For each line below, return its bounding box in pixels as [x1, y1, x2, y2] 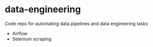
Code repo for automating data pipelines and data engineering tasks [5, 20, 148, 27]
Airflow [12, 30, 28, 36]
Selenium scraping [12, 36, 52, 42]
